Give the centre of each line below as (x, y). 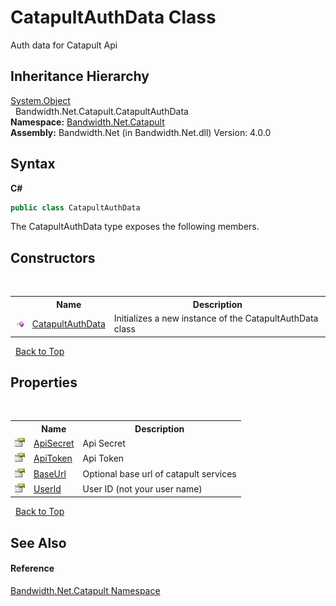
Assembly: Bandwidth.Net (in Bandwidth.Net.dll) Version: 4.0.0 (141, 132)
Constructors (53, 257)
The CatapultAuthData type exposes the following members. (135, 227)
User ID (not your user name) (142, 488)
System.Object (40, 100)
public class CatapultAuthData (75, 207)
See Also (38, 542)
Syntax (33, 164)
